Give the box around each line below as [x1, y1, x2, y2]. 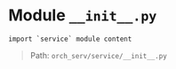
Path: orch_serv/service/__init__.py [29, 50, 168, 60]
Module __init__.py [8, 5, 157, 26]
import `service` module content [8, 34, 132, 43]
